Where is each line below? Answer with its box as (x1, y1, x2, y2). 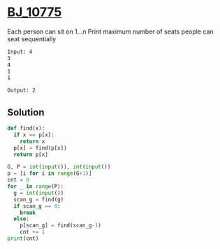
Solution (7, 106, 45, 118)
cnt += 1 (20, 229, 45, 236)
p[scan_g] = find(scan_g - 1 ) (20, 222, 101, 229)
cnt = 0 (7, 176, 30, 184)
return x (20, 138, 45, 145)
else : (13, 215, 30, 222)
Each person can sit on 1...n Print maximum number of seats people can (7, 27, 214, 36)
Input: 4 (7, 48, 33, 55)
